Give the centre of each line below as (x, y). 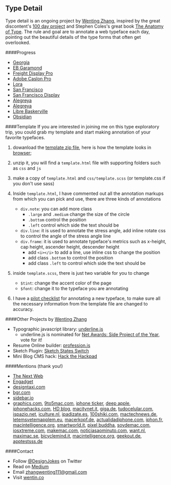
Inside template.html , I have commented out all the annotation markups (88, 193)
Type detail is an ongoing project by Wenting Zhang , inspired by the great (83, 20)
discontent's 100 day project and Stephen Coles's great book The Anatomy (84, 26)
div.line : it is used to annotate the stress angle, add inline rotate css (93, 230)
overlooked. (18, 42)
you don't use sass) (34, 183)
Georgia (21, 62)
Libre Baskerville (30, 111)
